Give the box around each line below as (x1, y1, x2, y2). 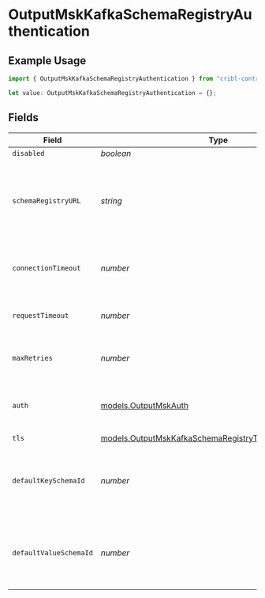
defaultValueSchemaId (12, 548, 93, 557)
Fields (8, 111, 39, 124)
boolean (100, 148, 132, 159)
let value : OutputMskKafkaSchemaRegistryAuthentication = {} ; (8, 89, 217, 97)
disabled (12, 149, 45, 157)
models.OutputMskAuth (100, 399, 189, 411)
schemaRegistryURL (12, 196, 81, 205)
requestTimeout (12, 311, 69, 320)
